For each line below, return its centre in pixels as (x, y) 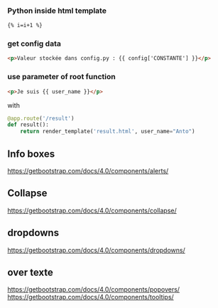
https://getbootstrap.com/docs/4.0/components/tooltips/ (91, 297)
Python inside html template (57, 11)
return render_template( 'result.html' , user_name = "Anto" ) (108, 132)
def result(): (28, 125)
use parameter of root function (61, 77)
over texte (30, 272)
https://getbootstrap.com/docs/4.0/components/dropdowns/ (97, 250)
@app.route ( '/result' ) (41, 118)
